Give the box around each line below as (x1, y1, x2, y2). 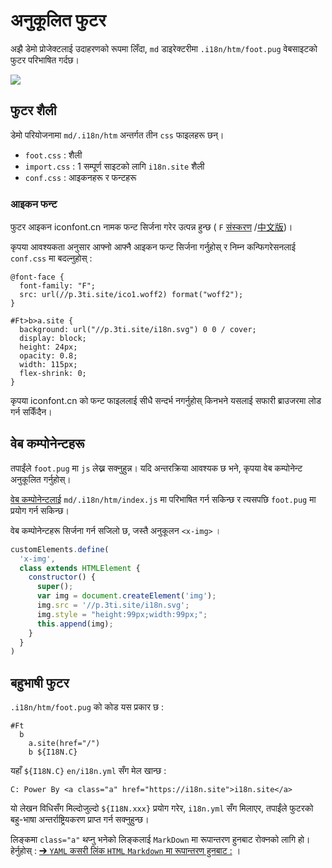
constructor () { (28, 572, 97, 583)
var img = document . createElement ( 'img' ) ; (36, 591, 217, 601)
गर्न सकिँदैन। (10, 406, 53, 418)
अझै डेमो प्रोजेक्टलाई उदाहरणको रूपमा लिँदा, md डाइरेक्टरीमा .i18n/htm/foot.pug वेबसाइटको (10, 42, 318, 54)
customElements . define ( (10, 544, 110, 554)
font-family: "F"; (19, 281, 97, 291)
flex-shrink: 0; (19, 369, 87, 379)
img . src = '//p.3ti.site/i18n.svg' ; (36, 600, 190, 611)
